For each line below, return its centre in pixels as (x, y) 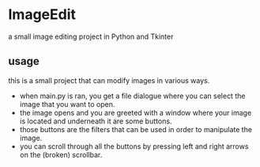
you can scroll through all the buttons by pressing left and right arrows (134, 146)
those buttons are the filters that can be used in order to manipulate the (136, 129)
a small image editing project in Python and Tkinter (91, 36)
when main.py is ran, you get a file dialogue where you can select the (132, 96)
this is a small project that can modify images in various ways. (109, 80)
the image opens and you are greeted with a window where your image (136, 112)
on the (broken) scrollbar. (61, 154)
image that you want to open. (67, 104)
